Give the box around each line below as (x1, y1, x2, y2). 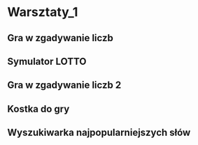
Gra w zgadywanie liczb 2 (7, 79, 122, 91)
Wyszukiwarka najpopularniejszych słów (7, 127, 191, 139)
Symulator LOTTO (7, 55, 87, 67)
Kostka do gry (7, 102, 70, 115)
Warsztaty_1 (7, 4, 78, 20)
